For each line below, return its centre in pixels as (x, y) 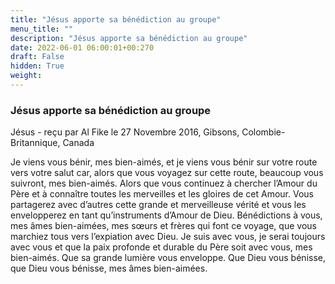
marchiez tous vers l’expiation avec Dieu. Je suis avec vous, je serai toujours (168, 237)
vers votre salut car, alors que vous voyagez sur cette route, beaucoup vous (167, 173)
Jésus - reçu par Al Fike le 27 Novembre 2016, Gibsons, (125, 132)
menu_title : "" (42, 29)
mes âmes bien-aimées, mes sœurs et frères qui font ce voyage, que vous (163, 226)
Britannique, (35, 143)
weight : (26, 76)
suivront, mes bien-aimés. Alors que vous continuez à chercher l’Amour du (164, 183)
